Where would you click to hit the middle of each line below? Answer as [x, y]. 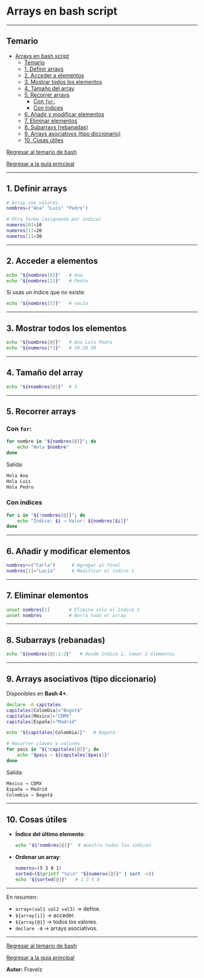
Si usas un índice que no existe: [46, 292]
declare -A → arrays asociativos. [56, 928]
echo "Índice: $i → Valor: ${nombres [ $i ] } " [73, 521]
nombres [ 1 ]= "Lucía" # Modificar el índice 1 [70, 571]
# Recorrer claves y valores [43, 744]
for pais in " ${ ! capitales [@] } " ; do [53, 749]
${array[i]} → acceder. [45, 915]
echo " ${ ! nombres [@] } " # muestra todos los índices [83, 846]
